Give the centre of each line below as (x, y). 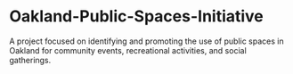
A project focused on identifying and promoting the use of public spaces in (146, 41)
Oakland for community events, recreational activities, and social (128, 50)
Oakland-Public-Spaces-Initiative (137, 16)
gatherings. (30, 60)
